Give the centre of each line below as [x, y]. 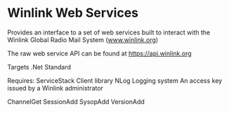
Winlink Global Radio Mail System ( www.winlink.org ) [83, 39]
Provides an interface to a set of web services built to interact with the [109, 32]
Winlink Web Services [73, 13]
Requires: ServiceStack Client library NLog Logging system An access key [115, 80]
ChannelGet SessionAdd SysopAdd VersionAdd [76, 101]
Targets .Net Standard [39, 67]
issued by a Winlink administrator [55, 88]
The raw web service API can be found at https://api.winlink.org [99, 53]
